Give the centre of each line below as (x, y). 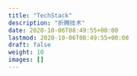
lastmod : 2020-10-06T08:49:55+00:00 (68, 38)
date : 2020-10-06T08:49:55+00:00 (63, 30)
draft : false (30, 45)
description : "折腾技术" (47, 23)
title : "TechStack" (40, 15)
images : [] (26, 60)
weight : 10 (26, 52)
